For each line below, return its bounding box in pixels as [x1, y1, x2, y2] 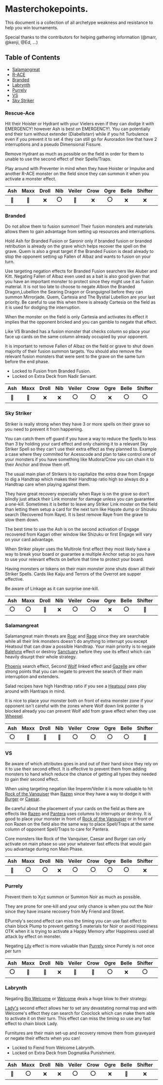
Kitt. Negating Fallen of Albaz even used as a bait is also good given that [5, 273, 150, 279]
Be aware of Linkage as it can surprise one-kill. [5, 585, 99, 591]
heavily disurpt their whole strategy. [5, 654, 77, 659]
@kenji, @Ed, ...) [5, 39, 38, 45]
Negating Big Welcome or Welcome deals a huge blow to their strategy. [5, 995, 148, 1001]
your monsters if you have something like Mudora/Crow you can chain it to [5, 456, 154, 462]
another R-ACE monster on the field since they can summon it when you [5, 171, 149, 176]
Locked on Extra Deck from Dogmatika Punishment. [12, 1049, 115, 1056]
